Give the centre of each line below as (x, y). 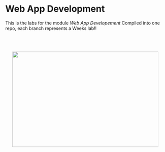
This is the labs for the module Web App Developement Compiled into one (82, 23)
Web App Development (55, 9)
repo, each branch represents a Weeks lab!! (51, 28)
